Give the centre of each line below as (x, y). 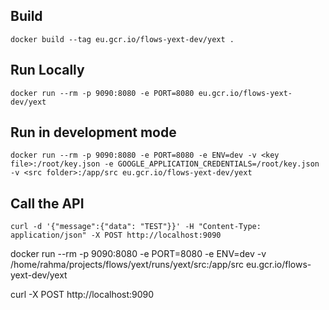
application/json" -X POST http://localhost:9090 (116, 235)
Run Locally (47, 70)
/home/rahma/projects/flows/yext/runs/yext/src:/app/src (127, 265)
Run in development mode (93, 132)
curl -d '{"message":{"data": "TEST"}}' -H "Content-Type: (136, 227)
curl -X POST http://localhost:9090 (82, 295)
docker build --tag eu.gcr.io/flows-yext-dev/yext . (122, 39)
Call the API (47, 203)
